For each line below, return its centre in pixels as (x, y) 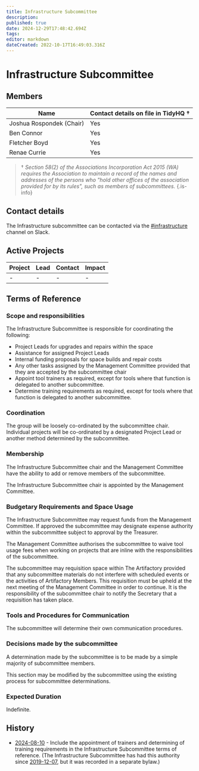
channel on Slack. (28, 232)
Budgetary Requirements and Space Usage (70, 507)
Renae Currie (28, 152)
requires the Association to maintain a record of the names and (99, 173)
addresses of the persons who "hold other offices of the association (105, 180)
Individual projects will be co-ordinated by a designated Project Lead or (94, 432)
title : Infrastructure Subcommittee (52, 12)
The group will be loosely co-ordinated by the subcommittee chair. (88, 426)
